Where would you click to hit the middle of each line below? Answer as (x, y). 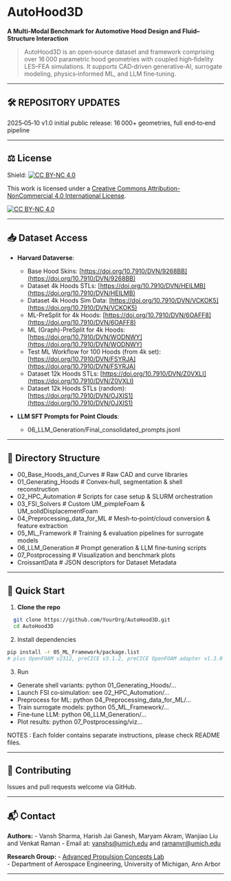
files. (14, 742)
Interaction (52, 38)
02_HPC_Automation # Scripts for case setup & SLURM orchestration (115, 496)
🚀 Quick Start (36, 590)
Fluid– (191, 31)
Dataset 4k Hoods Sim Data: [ (69, 301)
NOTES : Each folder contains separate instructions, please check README (114, 735)
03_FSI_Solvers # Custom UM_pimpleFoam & (81, 504)
